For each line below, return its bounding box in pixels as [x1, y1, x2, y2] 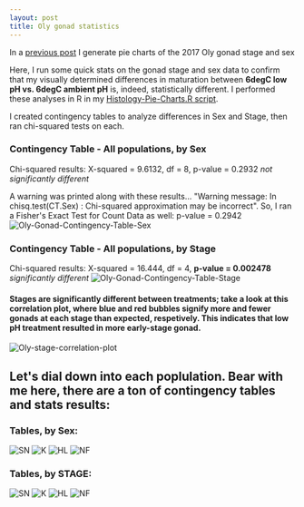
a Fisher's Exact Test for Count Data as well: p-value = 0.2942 [9, 210, 242, 220]
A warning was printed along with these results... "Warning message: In [9, 190, 277, 201]
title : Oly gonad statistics [9, 22, 120, 31]
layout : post [9, 13, 59, 23]
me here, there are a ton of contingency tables [9, 383, 276, 398]
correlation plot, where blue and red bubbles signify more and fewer [9, 303, 271, 314]
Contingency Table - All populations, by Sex [9, 142, 207, 155]
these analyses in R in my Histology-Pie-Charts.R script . [9, 93, 219, 104]
